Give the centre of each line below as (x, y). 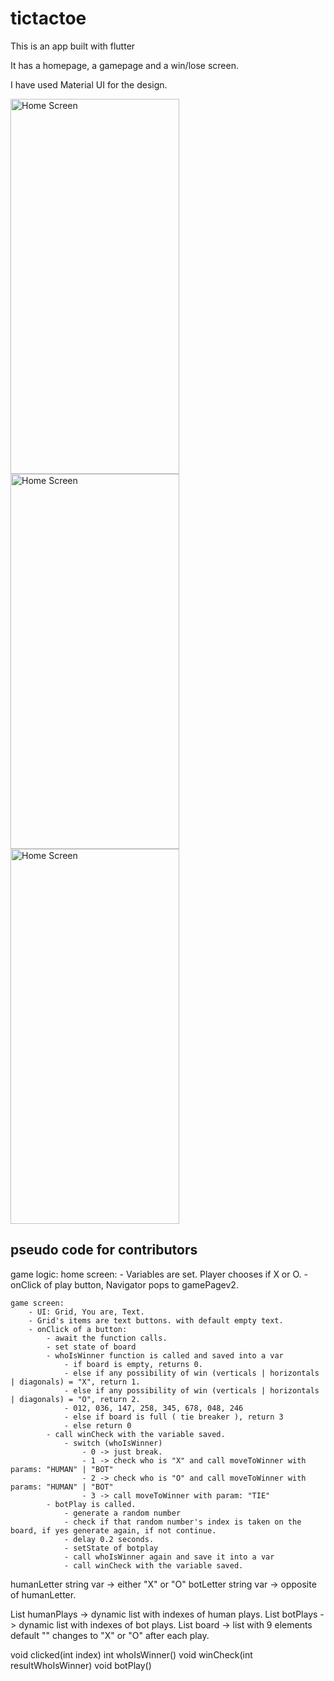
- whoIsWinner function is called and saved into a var (165, 1355)
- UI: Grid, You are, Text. (86, 1312)
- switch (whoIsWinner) (113, 1443)
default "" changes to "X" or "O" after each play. (110, 1635)
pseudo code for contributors (104, 1250)
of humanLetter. (43, 1594)
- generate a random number (122, 1513)
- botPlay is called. (91, 1504)
